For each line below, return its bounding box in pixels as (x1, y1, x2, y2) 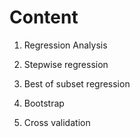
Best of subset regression (23, 77, 131, 90)
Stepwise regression (23, 58, 109, 70)
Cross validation (23, 116, 91, 128)
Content (9, 6, 79, 29)
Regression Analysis (23, 39, 108, 51)
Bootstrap (23, 97, 65, 109)
